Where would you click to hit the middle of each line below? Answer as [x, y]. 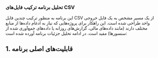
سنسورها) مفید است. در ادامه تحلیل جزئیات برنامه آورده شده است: [67, 34]
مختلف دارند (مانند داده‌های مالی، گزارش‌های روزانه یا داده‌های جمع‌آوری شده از [77, 28]
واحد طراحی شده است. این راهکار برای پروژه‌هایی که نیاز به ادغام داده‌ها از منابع [78, 23]
